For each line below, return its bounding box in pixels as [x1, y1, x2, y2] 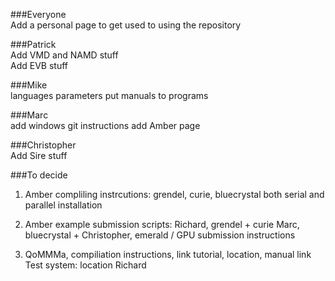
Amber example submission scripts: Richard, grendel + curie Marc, [24, 219, 300, 230]
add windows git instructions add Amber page [10, 120, 201, 131]
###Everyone [10, 9, 67, 20]
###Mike [10, 79, 48, 91]
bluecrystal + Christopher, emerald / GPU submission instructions [24, 229, 296, 241]
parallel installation [24, 199, 103, 211]
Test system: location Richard [24, 259, 147, 271]
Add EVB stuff [10, 60, 68, 71]
